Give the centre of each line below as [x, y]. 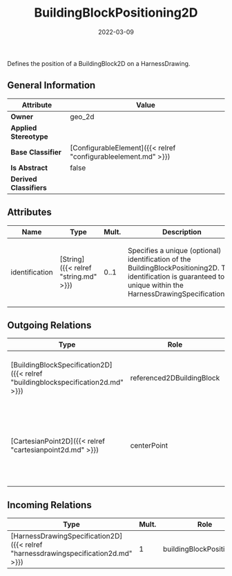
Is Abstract [29, 168]
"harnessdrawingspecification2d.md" [71, 554]
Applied [24, 128]
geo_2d [82, 116]
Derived [24, 179]
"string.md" [78, 277]
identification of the [159, 259]
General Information [51, 86]
